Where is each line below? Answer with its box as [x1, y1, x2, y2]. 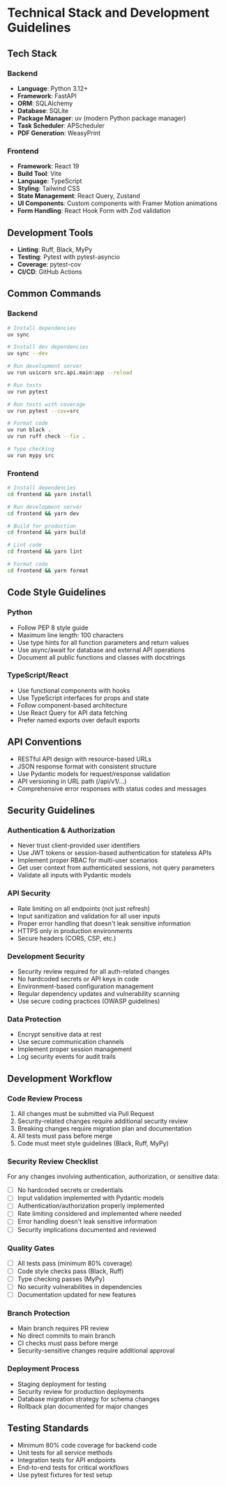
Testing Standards [7, 1422, 89, 1434]
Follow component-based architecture [17, 701, 128, 709]
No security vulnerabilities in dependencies [17, 1283, 142, 1291]
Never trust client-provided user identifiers [17, 841, 141, 849]
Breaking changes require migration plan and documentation [17, 1124, 192, 1132]
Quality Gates [7, 1243, 54, 1253]
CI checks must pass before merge [17, 1339, 119, 1348]
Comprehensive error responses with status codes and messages [17, 784, 207, 793]
